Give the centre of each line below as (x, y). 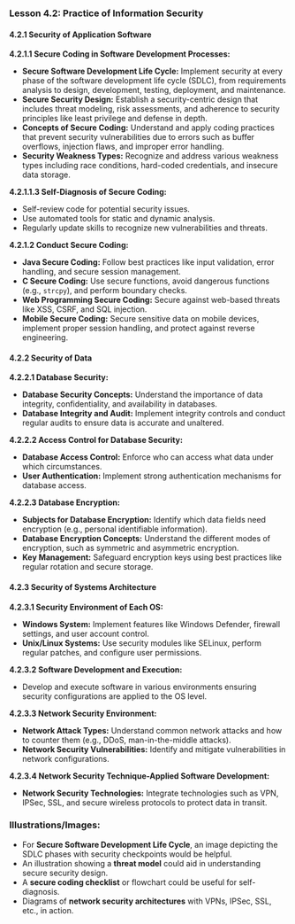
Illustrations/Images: (55, 825)
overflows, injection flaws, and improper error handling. (123, 147)
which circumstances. (62, 467)
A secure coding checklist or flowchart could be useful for (129, 882)
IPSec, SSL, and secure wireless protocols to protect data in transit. (144, 802)
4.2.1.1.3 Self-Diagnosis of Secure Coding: (88, 192)
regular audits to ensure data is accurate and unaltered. (123, 423)
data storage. (46, 175)
